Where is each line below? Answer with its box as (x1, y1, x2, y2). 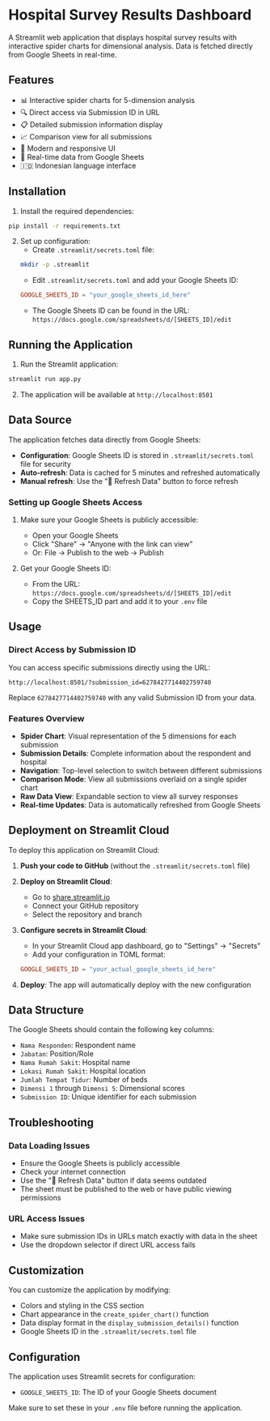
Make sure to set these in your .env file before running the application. (8, 1403, 243, 1413)
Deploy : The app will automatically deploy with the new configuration (19, 979, 251, 990)
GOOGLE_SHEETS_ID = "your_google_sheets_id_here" (19, 291, 192, 299)
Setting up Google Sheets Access (8, 496, 143, 507)
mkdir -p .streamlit (19, 261, 90, 269)
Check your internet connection (19, 1167, 126, 1177)
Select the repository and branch (32, 910, 142, 919)
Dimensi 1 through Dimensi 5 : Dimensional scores (19, 1084, 186, 1094)
